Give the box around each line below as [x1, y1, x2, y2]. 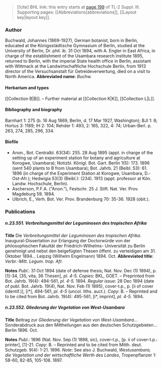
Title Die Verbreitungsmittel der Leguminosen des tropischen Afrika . [5, 233, 142, 238]
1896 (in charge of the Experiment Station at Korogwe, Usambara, [12, 170, 144, 176]
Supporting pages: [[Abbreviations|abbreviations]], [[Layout [16, 9, 137, 15]
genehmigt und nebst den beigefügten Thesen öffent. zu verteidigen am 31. [5, 248, 156, 254]
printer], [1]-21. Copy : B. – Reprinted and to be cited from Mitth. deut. [5, 342, 142, 348]
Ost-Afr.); [12, 175, 31, 181]
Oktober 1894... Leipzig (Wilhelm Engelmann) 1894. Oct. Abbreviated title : [5, 253, 154, 259]
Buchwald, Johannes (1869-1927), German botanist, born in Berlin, [5, 37, 138, 43]
